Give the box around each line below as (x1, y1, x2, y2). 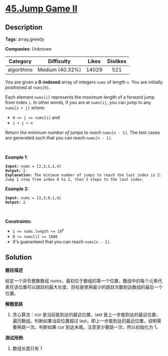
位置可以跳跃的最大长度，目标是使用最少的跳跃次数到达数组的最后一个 (18, 284, 163, 290)
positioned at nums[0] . (5, 85, 50, 90)
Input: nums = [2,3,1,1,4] (5, 164, 61, 169)
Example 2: (5, 186, 29, 192)
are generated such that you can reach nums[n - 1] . (5, 135, 112, 141)
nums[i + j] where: (5, 105, 45, 111)
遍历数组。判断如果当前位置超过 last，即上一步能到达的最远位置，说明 (12, 317, 157, 323)
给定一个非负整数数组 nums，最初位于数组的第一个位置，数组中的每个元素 (5, 277, 158, 283)
